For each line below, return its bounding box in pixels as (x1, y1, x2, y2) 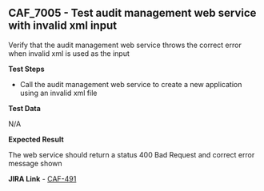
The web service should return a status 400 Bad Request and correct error (8, 149, 255, 159)
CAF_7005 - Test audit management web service (8, 6, 257, 20)
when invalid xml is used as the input (8, 48, 130, 58)
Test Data (8, 103, 42, 113)
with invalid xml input (8, 19, 118, 33)
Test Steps (8, 64, 46, 74)
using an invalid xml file (19, 88, 98, 97)
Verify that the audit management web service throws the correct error (8, 40, 242, 50)
